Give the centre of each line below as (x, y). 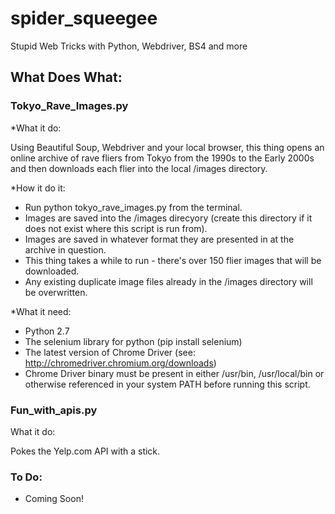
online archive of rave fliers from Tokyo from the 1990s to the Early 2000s (162, 158)
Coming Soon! (54, 499)
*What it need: (41, 311)
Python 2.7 (47, 331)
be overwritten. (56, 292)
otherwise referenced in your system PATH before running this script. (167, 384)
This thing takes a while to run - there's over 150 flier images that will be (173, 260)
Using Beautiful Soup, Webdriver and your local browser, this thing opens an (167, 147)
